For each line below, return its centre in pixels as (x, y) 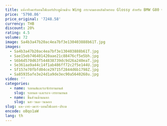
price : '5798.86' (23, 14)
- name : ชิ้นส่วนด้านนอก (30, 97)
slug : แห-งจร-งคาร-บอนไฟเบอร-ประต (36, 107)
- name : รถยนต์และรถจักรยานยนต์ (36, 88)
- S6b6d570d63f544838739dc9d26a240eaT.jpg (54, 61)
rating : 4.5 (17, 33)
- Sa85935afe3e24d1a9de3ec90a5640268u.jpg (54, 74)
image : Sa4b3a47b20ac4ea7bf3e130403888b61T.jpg (55, 42)
